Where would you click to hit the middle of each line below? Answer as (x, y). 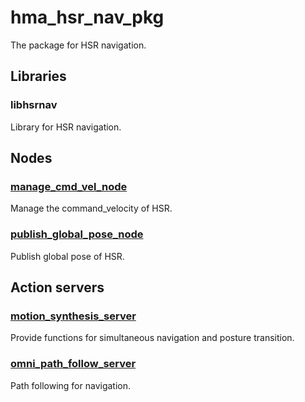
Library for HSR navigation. (66, 127)
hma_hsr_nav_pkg (87, 17)
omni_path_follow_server (73, 364)
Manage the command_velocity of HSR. (91, 208)
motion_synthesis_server (73, 316)
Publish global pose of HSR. (67, 256)
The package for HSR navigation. (78, 45)
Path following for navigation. (71, 385)
